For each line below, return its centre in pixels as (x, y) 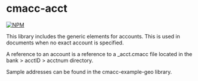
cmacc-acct (37, 9)
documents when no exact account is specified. (65, 43)
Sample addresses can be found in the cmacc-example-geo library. (89, 72)
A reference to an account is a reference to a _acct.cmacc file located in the (99, 54)
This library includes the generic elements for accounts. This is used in (93, 36)
